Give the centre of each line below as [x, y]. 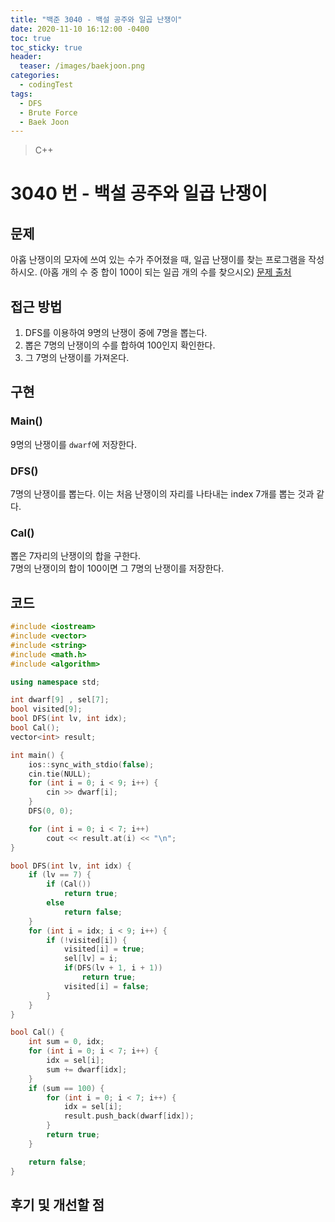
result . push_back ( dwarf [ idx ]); [129, 1116]
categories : [35, 76]
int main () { [37, 755]
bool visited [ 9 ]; [46, 709]
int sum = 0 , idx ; [66, 1042]
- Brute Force [48, 112]
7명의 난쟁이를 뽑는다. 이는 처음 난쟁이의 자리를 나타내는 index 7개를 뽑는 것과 [162, 494]
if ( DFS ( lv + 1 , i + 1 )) [113, 968]
